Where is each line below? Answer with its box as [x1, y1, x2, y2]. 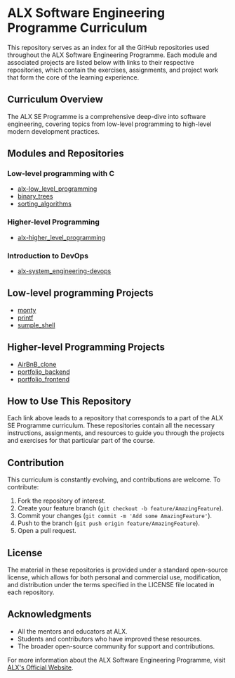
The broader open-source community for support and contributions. [17, 642, 215, 651]
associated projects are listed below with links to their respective [7, 58, 194, 66]
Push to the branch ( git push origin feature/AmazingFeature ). [17, 519, 200, 527]
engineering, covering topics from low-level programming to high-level [7, 120, 212, 128]
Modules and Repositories [7, 148, 124, 160]
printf [17, 313, 34, 322]
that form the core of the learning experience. [7, 73, 140, 82]
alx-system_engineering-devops [17, 267, 112, 275]
